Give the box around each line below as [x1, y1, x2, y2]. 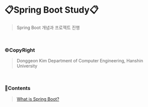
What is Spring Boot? [16, 96, 59, 102]
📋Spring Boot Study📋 [4, 4, 99, 16]
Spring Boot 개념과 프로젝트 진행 [16, 25, 80, 30]
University [16, 63, 38, 69]
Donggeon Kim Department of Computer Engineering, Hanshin [16, 58, 143, 64]
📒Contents [4, 85, 30, 92]
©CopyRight [4, 47, 35, 53]
